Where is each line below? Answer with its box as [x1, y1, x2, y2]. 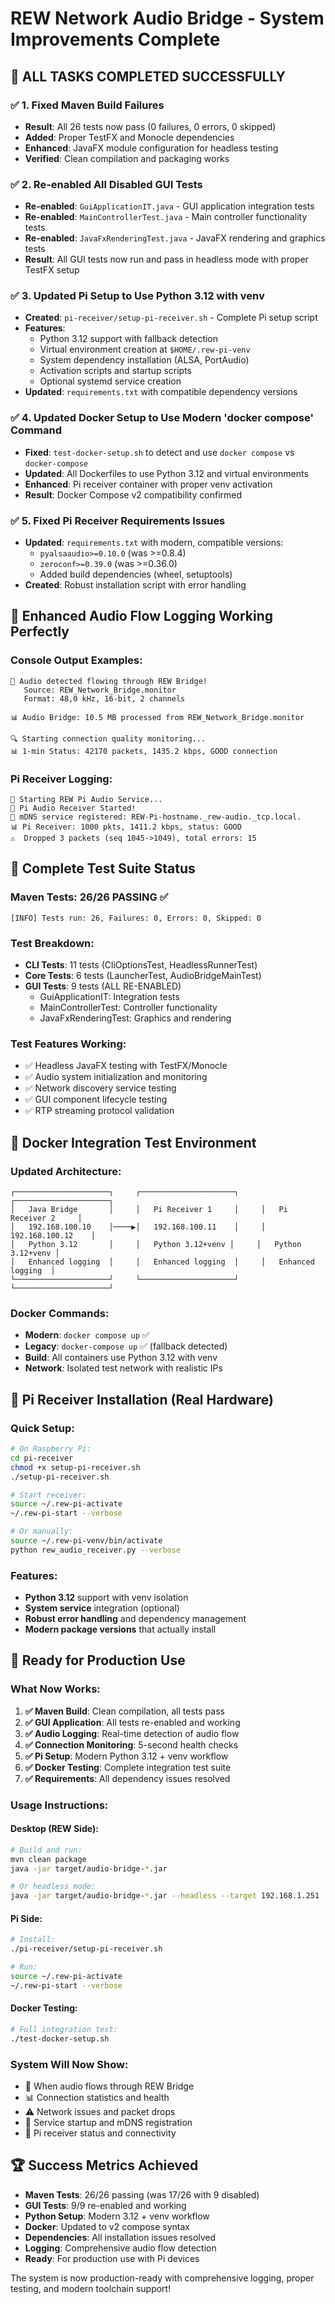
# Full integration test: [10, 2025, 118, 2035]
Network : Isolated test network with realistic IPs [24, 1362, 223, 1374]
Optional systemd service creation [39, 375, 182, 387]
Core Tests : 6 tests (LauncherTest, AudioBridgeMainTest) [24, 970, 262, 982]
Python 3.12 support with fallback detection [39, 333, 219, 345]
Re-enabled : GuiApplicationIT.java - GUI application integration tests [24, 200, 315, 212]
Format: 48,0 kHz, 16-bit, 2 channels [23, 693, 186, 704]
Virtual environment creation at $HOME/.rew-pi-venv [39, 343, 251, 356]
